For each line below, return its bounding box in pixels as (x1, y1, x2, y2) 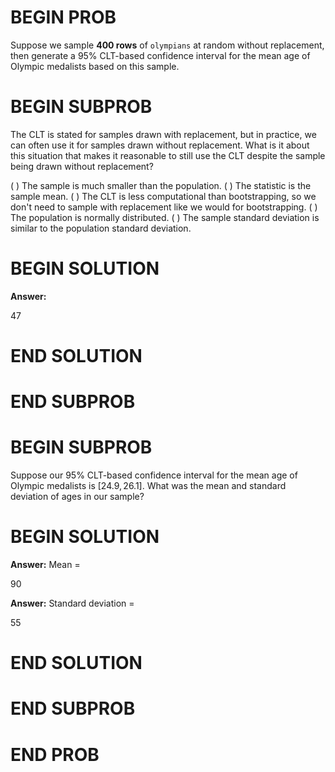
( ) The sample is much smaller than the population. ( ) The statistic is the (10, 179, 312, 191)
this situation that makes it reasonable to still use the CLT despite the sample (10, 149, 326, 161)
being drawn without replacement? (10, 160, 154, 172)
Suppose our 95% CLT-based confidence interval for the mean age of (10, 469, 298, 481)
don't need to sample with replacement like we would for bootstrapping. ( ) (10, 201, 318, 213)
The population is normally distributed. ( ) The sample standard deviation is (10, 211, 320, 223)
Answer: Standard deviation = (10, 597, 135, 610)
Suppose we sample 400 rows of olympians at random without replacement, (10, 39, 325, 51)
